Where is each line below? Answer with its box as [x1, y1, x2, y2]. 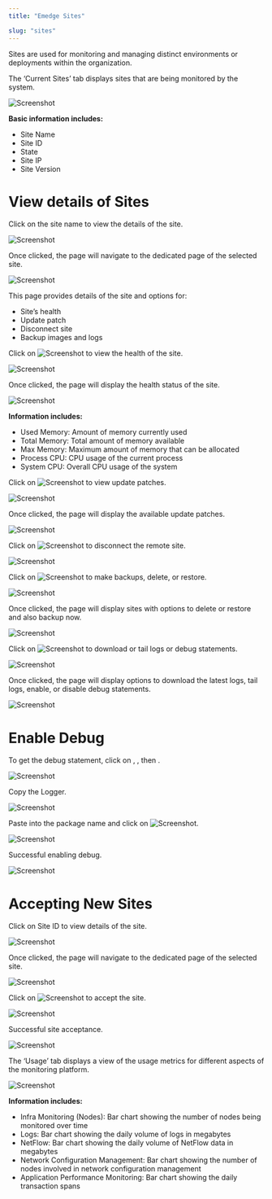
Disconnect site [19, 324, 73, 334]
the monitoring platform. [8, 1065, 89, 1074]
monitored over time [19, 1121, 89, 1131]
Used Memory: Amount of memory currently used [19, 427, 188, 437]
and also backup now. [8, 612, 82, 623]
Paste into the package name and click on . [8, 819, 199, 829]
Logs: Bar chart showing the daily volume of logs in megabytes [19, 1129, 231, 1140]
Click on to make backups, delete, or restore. [8, 572, 207, 582]
